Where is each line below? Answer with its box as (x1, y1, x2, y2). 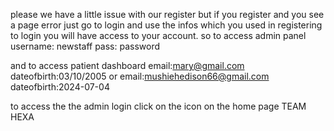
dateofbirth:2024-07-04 (10, 81, 110, 93)
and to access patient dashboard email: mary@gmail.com (10, 60, 245, 71)
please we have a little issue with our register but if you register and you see (10, 9, 325, 20)
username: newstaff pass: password (10, 40, 161, 52)
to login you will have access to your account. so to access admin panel (10, 30, 307, 41)
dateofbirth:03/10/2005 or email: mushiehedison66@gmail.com (10, 70, 270, 82)
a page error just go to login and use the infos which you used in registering (10, 19, 323, 31)
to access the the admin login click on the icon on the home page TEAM (10, 100, 307, 112)
